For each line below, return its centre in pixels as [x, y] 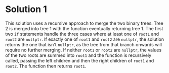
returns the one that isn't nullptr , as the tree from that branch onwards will [83, 44]
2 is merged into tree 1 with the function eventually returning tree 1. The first [84, 28]
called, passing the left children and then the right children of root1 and [80, 60]
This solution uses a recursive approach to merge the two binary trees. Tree [84, 23]
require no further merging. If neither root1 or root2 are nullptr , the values [83, 50]
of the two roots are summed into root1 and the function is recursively [78, 55]
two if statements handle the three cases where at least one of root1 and [82, 34]
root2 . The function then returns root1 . [46, 66]
